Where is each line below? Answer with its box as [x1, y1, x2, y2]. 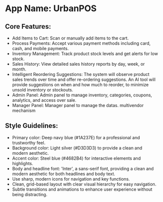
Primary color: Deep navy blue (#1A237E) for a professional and [12, 134, 140, 140]
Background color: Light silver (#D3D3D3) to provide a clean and [12, 145, 143, 151]
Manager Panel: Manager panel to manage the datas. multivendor [12, 103, 144, 108]
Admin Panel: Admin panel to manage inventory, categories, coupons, [12, 92, 152, 98]
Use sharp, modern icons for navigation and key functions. [12, 176, 130, 182]
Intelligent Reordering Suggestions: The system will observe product [12, 72, 150, 77]
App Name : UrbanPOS [5, 3, 97, 14]
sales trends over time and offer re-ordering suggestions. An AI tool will [12, 76, 156, 82]
